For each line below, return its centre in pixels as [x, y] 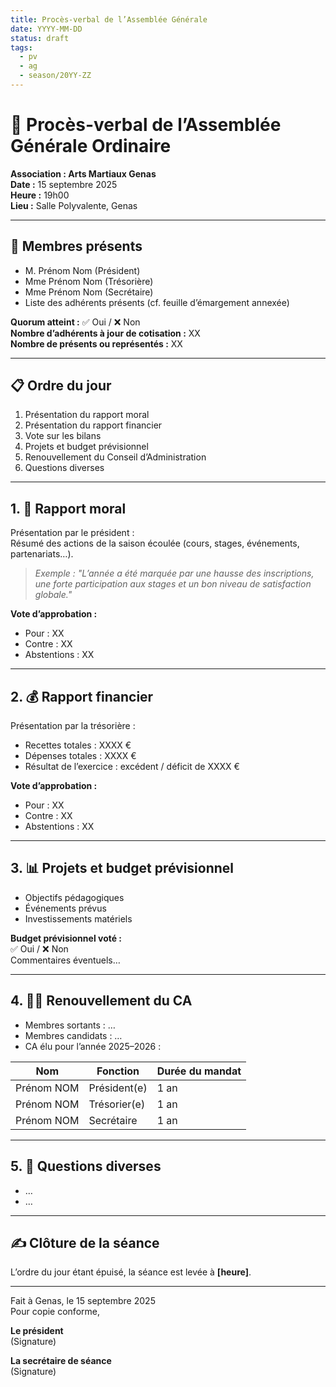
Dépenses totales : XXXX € [80, 756]
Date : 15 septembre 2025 [64, 184]
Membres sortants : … [70, 1025]
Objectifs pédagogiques [74, 897]
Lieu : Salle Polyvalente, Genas [74, 205]
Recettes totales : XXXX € [78, 745]
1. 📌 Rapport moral [68, 508]
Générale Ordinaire [91, 146]
